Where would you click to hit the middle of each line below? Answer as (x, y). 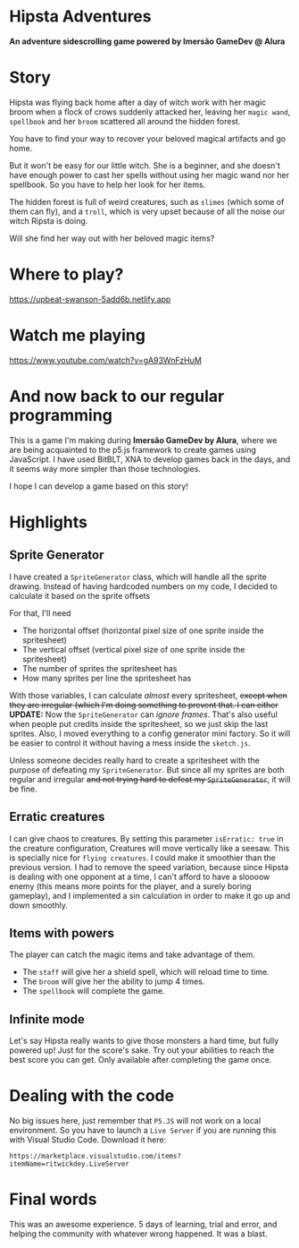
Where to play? (66, 274)
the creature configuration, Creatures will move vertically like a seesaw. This (149, 848)
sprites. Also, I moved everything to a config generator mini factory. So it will (150, 733)
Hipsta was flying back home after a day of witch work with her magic (138, 102)
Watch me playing (77, 335)
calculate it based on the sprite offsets (80, 595)
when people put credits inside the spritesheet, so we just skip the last (139, 723)
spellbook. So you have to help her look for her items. (108, 184)
